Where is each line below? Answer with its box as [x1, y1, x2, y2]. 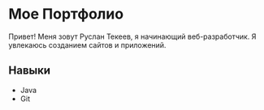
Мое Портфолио [8, 5, 124, 23]
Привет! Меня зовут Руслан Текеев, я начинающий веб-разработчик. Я [8, 32, 257, 41]
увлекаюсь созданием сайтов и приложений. [8, 40, 167, 49]
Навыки [8, 64, 51, 78]
